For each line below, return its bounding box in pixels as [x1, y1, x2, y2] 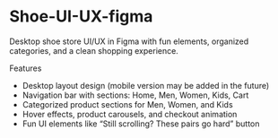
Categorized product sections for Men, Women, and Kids [22, 99, 233, 109]
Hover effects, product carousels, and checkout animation [22, 108, 238, 119]
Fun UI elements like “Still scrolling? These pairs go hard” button [22, 118, 260, 129]
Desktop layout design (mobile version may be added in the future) [22, 80, 270, 91]
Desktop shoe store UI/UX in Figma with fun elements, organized [9, 36, 249, 47]
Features [9, 63, 42, 73]
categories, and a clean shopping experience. [9, 45, 179, 56]
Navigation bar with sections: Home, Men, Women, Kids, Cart [22, 90, 249, 100]
